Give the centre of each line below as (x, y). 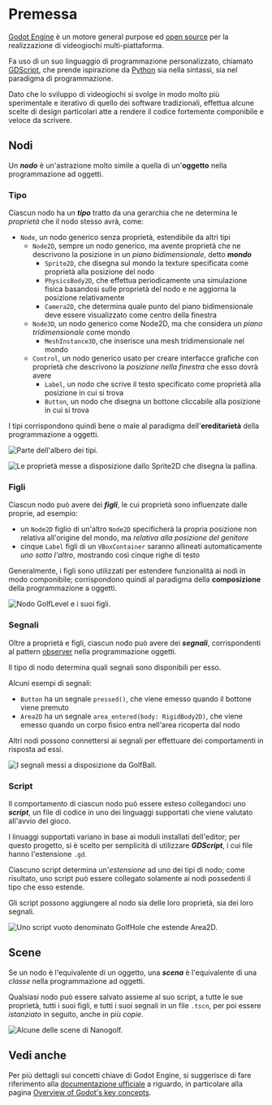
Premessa (43, 14)
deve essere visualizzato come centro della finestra (131, 315)
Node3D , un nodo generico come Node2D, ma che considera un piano (147, 324)
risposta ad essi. (36, 749)
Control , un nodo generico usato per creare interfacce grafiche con (145, 358)
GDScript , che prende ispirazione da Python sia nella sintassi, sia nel (123, 69)
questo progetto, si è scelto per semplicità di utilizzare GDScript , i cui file (131, 845)
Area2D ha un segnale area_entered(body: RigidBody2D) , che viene (132, 716)
